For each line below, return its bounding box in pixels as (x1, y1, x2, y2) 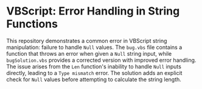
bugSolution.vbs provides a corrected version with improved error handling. (6, 56, 197, 64)
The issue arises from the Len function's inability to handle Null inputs (6, 62, 181, 70)
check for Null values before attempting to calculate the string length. (6, 76, 181, 83)
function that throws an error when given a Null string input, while (6, 50, 172, 57)
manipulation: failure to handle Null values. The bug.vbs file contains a (6, 44, 183, 51)
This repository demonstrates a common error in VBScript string (6, 37, 167, 44)
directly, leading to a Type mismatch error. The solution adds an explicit (6, 69, 183, 76)
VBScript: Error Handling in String (6, 4, 180, 18)
